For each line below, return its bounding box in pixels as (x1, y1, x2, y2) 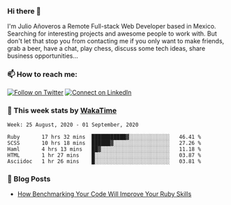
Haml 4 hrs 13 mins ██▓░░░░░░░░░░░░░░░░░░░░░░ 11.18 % (7, 146, 201, 153)
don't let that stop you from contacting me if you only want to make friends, (7, 37, 225, 45)
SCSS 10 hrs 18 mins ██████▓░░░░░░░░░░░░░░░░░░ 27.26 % (7, 139, 201, 146)
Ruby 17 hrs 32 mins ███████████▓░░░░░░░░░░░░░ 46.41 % (7, 133, 201, 140)
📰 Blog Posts (7, 174, 51, 183)
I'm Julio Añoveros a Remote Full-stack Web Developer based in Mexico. (7, 22, 216, 31)
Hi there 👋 (7, 6, 42, 16)
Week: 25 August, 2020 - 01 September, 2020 (7, 121, 139, 128)
